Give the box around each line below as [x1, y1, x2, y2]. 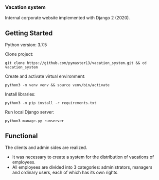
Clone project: [5, 51, 34, 57]
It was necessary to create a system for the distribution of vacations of [12, 154, 154, 160]
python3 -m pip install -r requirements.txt [5, 101, 97, 106]
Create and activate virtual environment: [5, 73, 86, 79]
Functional [5, 131, 38, 140]
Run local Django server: [5, 109, 54, 115]
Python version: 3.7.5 [5, 42, 47, 48]
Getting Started [5, 29, 53, 37]
